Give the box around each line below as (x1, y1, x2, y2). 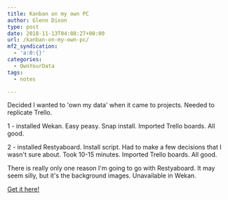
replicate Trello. (7, 108, 53, 116)
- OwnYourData (13, 62, 55, 69)
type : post (7, 23, 39, 30)
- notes (13, 75, 36, 83)
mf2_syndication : (7, 43, 58, 50)
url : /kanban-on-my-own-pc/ (7, 36, 90, 44)
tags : (7, 69, 23, 76)
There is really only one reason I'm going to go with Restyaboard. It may (7, 164, 215, 173)
